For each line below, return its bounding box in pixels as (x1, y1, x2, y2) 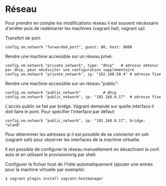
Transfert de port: (5, 35, 41, 41)
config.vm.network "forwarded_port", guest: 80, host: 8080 (5, 44, 133, 49)
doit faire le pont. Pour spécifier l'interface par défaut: (5, 108, 116, 114)
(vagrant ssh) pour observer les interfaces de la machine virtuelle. (5, 136, 141, 143)
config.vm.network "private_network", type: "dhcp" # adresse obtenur (5, 63, 159, 68)
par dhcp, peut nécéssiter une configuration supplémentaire (5, 67, 135, 72)
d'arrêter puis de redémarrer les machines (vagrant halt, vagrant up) (5, 25, 145, 31)
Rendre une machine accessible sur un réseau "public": (5, 80, 119, 86)
